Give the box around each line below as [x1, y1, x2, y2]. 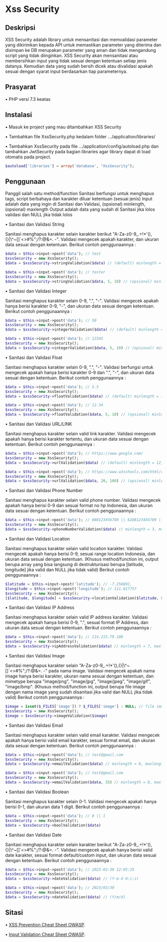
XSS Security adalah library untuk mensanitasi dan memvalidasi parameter [5, 36, 158, 42]
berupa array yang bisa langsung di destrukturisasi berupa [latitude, [5, 561, 145, 567]
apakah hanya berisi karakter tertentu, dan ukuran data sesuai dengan [5, 436, 149, 442]
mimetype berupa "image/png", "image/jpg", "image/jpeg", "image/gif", [5, 678, 151, 684]
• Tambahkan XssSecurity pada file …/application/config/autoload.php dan [5, 143, 159, 149]
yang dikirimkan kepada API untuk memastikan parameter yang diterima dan [5, 42, 162, 48]
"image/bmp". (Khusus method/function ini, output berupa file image [5, 684, 146, 690]
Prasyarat [5, 83, 36, 91]
